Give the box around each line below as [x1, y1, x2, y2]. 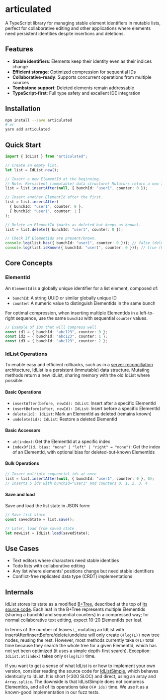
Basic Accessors [5, 427, 41, 433]
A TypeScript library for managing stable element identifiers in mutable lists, [5, 20, 161, 26]
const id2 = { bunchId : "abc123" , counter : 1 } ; [5, 334, 108, 339]
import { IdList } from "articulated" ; [5, 154, 88, 159]
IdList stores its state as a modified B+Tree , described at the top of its [5, 601, 148, 607]
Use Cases [5, 544, 39, 553]
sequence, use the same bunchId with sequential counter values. [15, 315, 148, 321]
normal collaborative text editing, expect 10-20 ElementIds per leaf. [5, 617, 143, 623]
